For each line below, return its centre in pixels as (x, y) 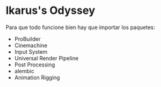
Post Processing (35, 65)
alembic (24, 71)
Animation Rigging (37, 77)
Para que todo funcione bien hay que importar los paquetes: (80, 27)
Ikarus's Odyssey (51, 11)
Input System (31, 51)
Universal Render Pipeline (46, 58)
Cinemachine (31, 45)
